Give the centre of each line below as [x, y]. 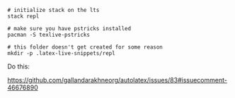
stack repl [23, 16]
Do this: [19, 66]
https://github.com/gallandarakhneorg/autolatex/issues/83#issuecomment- [117, 80]
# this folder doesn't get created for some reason [85, 47]
